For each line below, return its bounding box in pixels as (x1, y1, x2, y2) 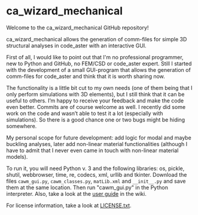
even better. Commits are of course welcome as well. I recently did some (6, 103, 186, 110)
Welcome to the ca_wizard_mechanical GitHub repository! (6, 24, 149, 31)
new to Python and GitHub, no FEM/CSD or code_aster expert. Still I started (6, 60, 192, 67)
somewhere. (6, 122, 37, 129)
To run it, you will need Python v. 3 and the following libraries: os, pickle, (6, 165, 185, 172)
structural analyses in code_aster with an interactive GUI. (6, 42, 147, 49)
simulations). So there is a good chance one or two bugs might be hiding (6, 116, 185, 123)
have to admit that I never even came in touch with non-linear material (6, 147, 179, 154)
